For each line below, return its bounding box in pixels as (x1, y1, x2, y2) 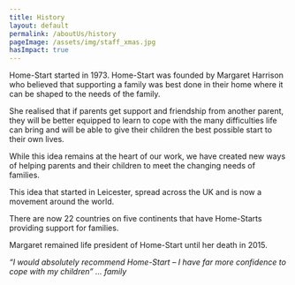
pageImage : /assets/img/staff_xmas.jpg (9, 37, 156, 47)
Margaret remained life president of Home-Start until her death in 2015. (9, 240, 268, 251)
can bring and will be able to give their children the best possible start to (9, 124, 272, 135)
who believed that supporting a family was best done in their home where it (9, 79, 284, 90)
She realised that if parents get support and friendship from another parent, (9, 106, 284, 116)
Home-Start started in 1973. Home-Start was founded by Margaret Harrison (9, 70, 284, 80)
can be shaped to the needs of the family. (9, 89, 161, 100)
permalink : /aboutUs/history (9, 29, 117, 38)
